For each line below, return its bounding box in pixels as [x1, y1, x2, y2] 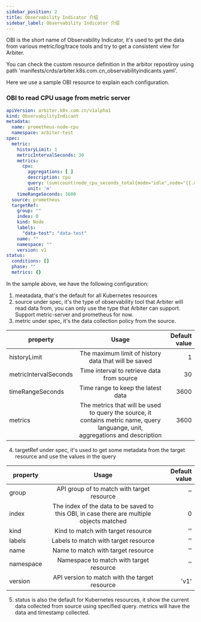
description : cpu [28, 175, 71, 181]
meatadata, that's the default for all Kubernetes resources [14, 292, 157, 299]
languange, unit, [98, 423, 144, 432]
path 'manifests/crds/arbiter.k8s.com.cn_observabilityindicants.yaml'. [6, 67, 178, 74]
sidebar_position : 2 [6, 8, 58, 15]
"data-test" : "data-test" [22, 230, 87, 236]
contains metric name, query [80, 415, 161, 424]
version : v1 [17, 247, 47, 253]
